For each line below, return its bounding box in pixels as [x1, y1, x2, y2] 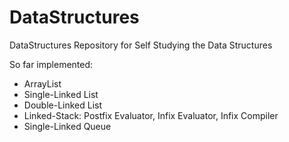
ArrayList [23, 77, 62, 90]
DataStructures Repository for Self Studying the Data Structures [9, 39, 273, 51]
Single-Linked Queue [23, 120, 112, 132]
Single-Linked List [23, 88, 99, 100]
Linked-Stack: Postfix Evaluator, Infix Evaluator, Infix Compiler [23, 109, 279, 121]
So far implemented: [9, 58, 94, 70]
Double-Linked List [23, 99, 103, 111]
